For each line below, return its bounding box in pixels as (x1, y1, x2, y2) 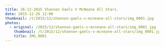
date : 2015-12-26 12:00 (5, 11, 54, 16)
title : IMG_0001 (14, 34, 47, 39)
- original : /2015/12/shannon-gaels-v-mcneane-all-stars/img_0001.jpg (9, 25, 156, 30)
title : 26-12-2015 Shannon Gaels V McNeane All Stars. (5, 7, 119, 12)
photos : (5, 20, 21, 25)
